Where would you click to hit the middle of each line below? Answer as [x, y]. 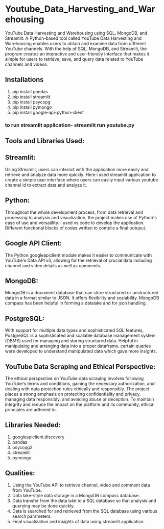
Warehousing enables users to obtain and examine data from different [75, 43]
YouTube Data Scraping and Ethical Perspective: [80, 366]
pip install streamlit [31, 97]
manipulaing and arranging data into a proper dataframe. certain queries [78, 346]
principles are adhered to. [31, 409]
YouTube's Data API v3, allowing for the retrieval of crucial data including [79, 260]
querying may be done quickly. [43, 505]
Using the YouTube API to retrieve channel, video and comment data [81, 485]
